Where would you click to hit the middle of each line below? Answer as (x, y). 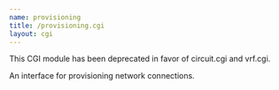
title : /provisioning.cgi (57, 26)
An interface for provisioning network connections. (102, 76)
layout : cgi (31, 34)
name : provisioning (45, 17)
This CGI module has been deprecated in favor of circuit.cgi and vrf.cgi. (140, 59)
